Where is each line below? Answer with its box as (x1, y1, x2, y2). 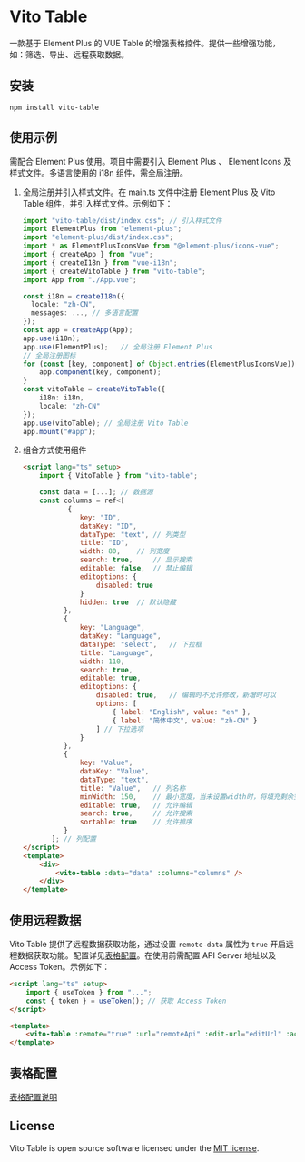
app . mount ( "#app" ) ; (22, 427, 97, 436)
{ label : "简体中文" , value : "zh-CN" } (112, 716, 258, 725)
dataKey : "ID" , (80, 521, 138, 530)
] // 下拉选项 (95, 724, 144, 733)
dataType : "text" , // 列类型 (80, 530, 186, 539)
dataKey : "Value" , (80, 767, 150, 776)
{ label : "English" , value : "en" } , (112, 707, 251, 716)
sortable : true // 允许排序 (80, 817, 192, 827)
